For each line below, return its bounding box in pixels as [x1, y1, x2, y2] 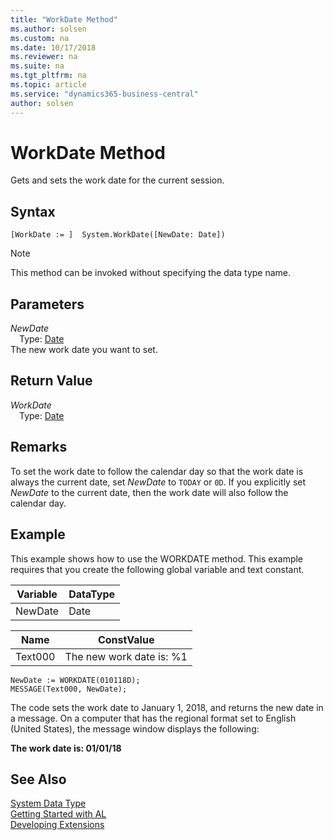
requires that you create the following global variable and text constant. [10, 563, 305, 575]
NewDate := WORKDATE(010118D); [10, 675, 141, 685]
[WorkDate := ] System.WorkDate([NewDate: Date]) [10, 230, 226, 240]
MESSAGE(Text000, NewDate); [10, 684, 128, 694]
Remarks [10, 439, 68, 456]
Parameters [10, 296, 85, 313]
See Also [10, 771, 67, 788]
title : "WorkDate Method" [10, 14, 118, 25]
